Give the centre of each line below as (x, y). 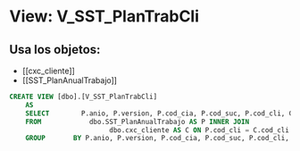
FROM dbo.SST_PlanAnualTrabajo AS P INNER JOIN (137, 122)
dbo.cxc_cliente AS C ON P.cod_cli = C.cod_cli (199, 130)
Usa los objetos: (55, 50)
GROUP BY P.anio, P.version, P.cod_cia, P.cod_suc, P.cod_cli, (158, 138)
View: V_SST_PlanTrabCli (104, 17)
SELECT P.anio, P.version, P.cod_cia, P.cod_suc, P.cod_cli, (155, 113)
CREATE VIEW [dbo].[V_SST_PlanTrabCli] (83, 96)
